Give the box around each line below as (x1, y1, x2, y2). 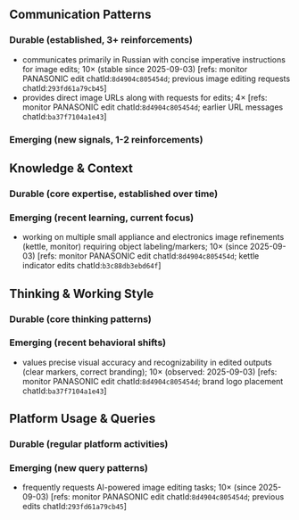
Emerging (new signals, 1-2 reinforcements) (9, 133, 203, 145)
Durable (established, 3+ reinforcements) (9, 34, 194, 46)
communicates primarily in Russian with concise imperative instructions (21, 54, 286, 65)
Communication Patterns (9, 7, 152, 22)
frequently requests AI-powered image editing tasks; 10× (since (21, 482, 257, 493)
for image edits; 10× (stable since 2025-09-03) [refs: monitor (21, 63, 248, 74)
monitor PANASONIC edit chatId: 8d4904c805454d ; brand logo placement (21, 376, 284, 386)
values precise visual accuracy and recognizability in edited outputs (21, 357, 272, 367)
